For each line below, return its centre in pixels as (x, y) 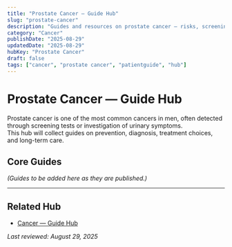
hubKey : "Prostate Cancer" (46, 52)
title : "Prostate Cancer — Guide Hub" (63, 13)
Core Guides (35, 162)
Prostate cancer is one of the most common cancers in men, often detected (115, 118)
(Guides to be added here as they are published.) (77, 178)
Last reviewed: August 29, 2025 (52, 237)
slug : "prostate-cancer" (43, 20)
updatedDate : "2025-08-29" (46, 46)
